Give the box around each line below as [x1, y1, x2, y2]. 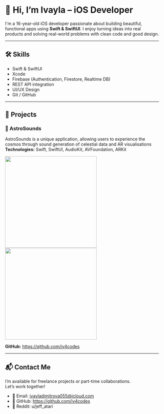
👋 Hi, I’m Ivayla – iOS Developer [5, 4, 133, 16]
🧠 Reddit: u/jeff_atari [12, 403, 53, 410]
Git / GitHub [12, 91, 36, 97]
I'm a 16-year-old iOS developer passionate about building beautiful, [5, 21, 143, 26]
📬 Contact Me [5, 363, 51, 371]
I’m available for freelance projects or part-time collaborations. [5, 378, 131, 384]
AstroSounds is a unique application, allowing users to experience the [5, 136, 145, 142]
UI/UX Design [12, 87, 40, 92]
